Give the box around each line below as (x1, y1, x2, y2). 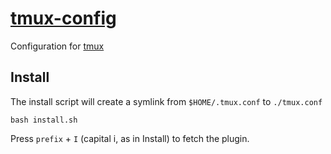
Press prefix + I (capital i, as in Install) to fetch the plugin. (10, 132, 250, 144)
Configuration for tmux (10, 40, 105, 52)
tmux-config (10, 7, 117, 30)
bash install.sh (10, 115, 78, 125)
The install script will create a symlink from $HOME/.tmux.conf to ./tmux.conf (10, 95, 323, 107)
